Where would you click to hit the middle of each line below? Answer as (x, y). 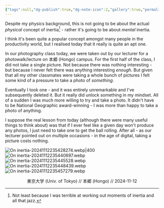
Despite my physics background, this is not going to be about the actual (77, 23)
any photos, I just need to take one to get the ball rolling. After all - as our (79, 130)
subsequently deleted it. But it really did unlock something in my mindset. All (82, 95)
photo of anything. (24, 111)
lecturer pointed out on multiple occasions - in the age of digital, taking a (78, 136)
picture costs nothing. (27, 141)
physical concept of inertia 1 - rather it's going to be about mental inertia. (78, 29)
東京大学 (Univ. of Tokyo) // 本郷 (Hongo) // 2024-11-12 (82, 181)
